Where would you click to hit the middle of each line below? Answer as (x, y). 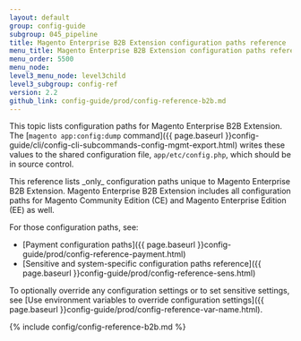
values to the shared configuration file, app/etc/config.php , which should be (150, 155)
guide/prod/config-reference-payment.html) (104, 254)
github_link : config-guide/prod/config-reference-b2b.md (118, 101)
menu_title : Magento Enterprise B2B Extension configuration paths (138, 51)
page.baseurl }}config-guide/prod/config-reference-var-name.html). (136, 310)
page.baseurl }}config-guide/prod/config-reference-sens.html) (139, 273)
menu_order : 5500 (42, 59)
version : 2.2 (34, 92)
